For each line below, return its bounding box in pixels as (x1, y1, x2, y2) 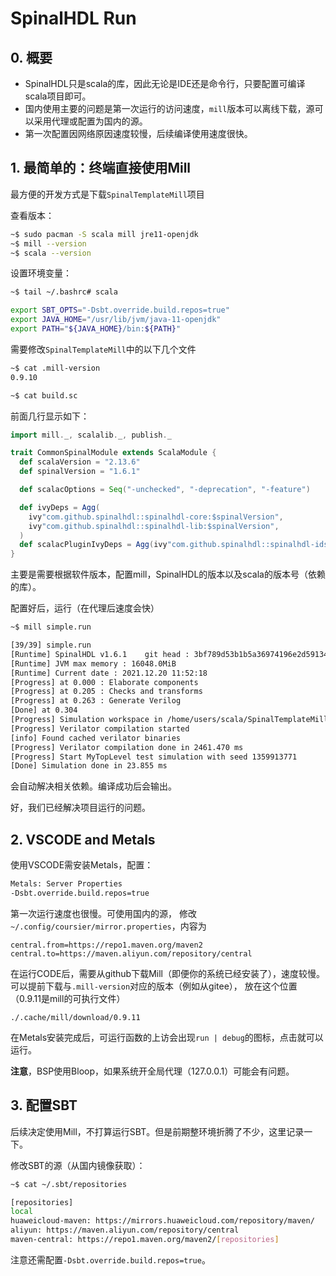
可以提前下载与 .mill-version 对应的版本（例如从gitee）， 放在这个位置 (10, 980, 298, 992)
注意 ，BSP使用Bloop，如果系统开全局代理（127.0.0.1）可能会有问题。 (10, 1065, 295, 1077)
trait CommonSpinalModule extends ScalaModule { (10, 448, 217, 458)
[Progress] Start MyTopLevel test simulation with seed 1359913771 (10, 752, 298, 762)
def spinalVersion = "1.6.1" (19, 467, 141, 477)
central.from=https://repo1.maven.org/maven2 (10, 940, 203, 950)
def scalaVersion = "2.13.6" (19, 457, 141, 467)
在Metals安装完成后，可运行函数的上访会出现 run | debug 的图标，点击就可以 (10, 1031, 324, 1043)
